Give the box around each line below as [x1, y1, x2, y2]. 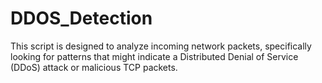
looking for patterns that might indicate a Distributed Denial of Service [10, 50, 299, 62]
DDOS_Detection [10, 7, 153, 30]
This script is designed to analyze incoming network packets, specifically [10, 40, 312, 52]
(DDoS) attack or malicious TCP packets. [10, 61, 178, 73]
